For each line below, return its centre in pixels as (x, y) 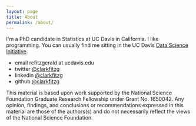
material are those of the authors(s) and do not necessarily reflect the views (98, 111)
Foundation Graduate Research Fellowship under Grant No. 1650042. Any (95, 99)
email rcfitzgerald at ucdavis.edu (54, 63)
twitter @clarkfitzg (37, 69)
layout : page (22, 11)
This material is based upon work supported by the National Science (89, 93)
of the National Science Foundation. (49, 118)
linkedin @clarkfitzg (39, 75)
